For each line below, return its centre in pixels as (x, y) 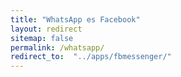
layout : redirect (46, 29)
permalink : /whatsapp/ (57, 47)
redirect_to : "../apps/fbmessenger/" (91, 57)
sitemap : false (42, 38)
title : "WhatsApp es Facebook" (75, 19)
